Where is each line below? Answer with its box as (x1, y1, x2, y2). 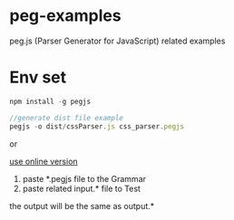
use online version (9, 156, 79, 167)
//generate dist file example (9, 113, 124, 122)
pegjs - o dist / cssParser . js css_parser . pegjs (9, 121, 184, 131)
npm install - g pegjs (9, 97, 92, 106)
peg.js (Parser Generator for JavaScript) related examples (9, 35, 226, 46)
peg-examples (9, 5, 122, 26)
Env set (9, 67, 66, 88)
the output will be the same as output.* (9, 200, 155, 211)
